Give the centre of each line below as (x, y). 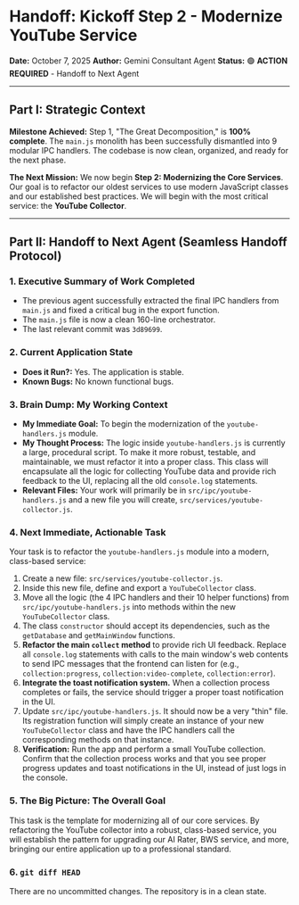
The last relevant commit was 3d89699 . (92, 329)
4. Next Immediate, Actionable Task (88, 532)
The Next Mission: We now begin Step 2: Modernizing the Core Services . (146, 177)
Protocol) (36, 256)
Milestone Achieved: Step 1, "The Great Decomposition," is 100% (130, 131)
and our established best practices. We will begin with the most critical (139, 196)
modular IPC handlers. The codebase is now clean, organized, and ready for (149, 150)
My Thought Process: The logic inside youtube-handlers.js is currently (154, 443)
